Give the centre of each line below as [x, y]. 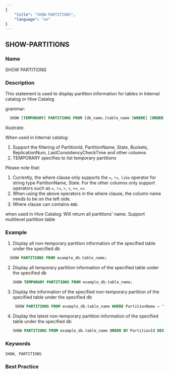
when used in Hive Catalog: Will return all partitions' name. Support [75, 214]
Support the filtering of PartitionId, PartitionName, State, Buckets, [80, 147]
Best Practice [22, 367]
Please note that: [23, 168]
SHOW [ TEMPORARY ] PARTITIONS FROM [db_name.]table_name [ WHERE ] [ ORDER [87, 118]
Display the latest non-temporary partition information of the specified [86, 316]
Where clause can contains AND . [46, 204]
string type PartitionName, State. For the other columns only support [84, 183]
